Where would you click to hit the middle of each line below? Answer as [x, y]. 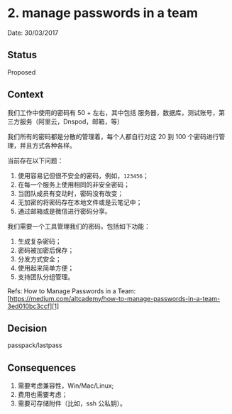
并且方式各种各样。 [48, 145]
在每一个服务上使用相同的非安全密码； [73, 184]
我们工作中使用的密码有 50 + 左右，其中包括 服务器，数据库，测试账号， [113, 112]
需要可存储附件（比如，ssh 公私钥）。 [72, 403]
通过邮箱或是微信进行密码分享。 [64, 211]
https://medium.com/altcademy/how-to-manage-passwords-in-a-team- [115, 298]
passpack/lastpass [35, 345]
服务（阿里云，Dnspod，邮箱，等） [72, 121]
